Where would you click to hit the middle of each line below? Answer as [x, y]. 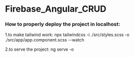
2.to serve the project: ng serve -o [39, 49]
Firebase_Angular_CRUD [56, 9]
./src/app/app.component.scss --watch [45, 40]
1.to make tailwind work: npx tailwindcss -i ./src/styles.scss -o [67, 35]
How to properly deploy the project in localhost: [63, 24]
